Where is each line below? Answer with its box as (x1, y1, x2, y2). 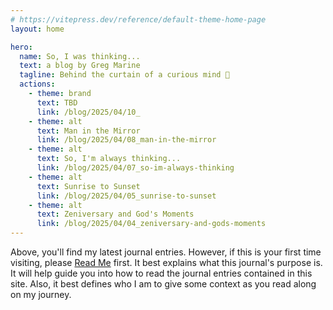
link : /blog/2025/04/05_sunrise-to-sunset (36, 191, 217, 201)
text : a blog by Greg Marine (19, 61, 141, 71)
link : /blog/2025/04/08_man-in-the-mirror (36, 135, 217, 145)
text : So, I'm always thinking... (36, 154, 182, 164)
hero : (10, 42, 33, 52)
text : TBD (36, 97, 78, 108)
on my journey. (10, 289, 72, 300)
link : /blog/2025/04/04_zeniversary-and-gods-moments (36, 219, 267, 229)
